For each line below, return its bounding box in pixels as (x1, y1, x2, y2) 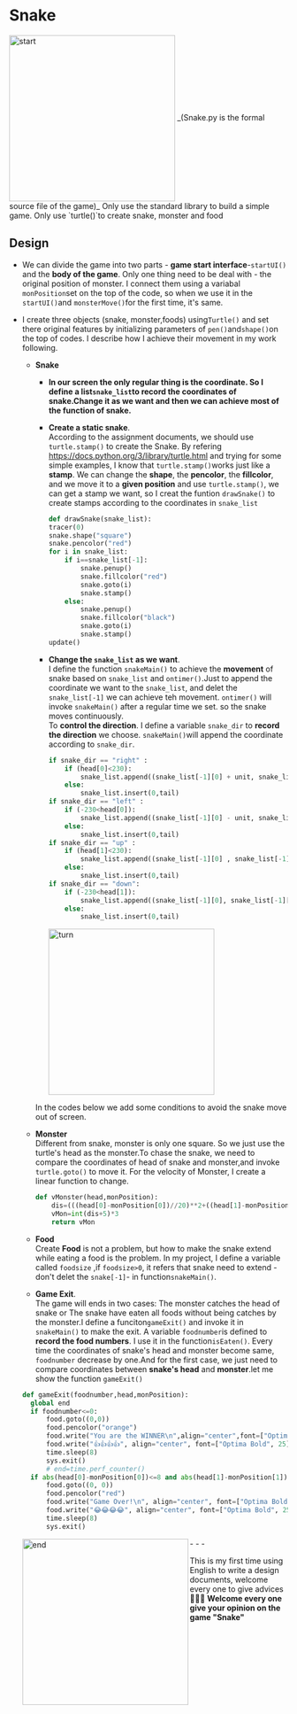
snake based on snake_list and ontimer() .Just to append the (48, 672, 273, 683)
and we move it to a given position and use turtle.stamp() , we (48, 478, 280, 489)
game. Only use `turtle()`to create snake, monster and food (9, 210, 224, 221)
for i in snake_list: (48, 547, 128, 556)
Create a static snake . (48, 422, 131, 432)
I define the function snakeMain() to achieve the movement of (48, 663, 274, 674)
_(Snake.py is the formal (176, 112, 265, 122)
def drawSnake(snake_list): (48, 515, 152, 524)
